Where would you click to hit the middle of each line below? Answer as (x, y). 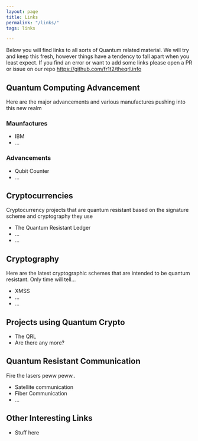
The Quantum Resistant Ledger (53, 228)
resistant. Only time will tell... (41, 279)
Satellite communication (44, 387)
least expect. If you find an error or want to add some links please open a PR (99, 63)
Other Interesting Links (49, 418)
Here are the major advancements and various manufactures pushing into (96, 102)
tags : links (21, 28)
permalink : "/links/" (33, 22)
